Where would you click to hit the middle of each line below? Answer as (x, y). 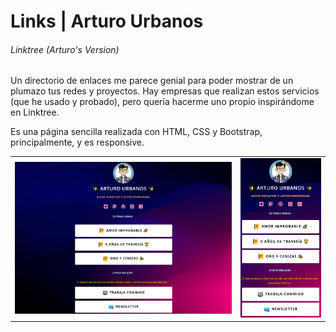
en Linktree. (35, 112)
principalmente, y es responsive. (77, 142)
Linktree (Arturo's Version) (65, 49)
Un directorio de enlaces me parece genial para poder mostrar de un (152, 81)
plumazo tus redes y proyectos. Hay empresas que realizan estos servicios (165, 91)
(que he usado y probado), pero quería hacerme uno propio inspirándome (162, 102)
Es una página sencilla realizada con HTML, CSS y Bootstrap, (136, 132)
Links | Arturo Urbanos (107, 21)
